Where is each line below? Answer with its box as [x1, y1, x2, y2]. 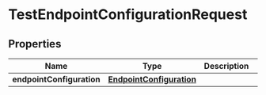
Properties [8, 37, 62, 51]
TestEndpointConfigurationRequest [8, 6, 248, 24]
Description [203, 61, 249, 71]
